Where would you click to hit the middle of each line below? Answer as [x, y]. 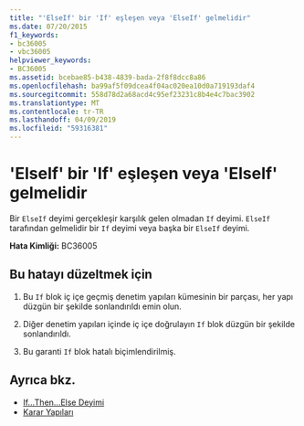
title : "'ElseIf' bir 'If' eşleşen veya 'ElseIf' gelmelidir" [130, 18]
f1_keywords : [34, 35]
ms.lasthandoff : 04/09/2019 [63, 120]
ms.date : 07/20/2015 [49, 27]
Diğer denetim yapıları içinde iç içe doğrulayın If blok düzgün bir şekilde [158, 324]
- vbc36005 [30, 52]
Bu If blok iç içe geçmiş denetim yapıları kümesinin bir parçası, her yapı [158, 296]
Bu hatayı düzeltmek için [81, 275]
